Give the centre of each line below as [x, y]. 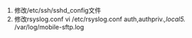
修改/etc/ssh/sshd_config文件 [58, 10]
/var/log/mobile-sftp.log [49, 27]
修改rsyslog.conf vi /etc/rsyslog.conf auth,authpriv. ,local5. [100, 19]
